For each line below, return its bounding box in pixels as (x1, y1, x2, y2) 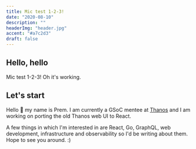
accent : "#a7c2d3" (6, 31, 51, 37)
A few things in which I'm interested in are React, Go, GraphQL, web (6, 124, 171, 131)
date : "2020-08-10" (6, 14, 54, 20)
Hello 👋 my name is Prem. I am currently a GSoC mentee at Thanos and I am (6, 106, 191, 113)
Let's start (6, 91, 45, 101)
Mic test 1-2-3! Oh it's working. (6, 73, 81, 80)
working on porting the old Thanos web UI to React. (6, 112, 131, 120)
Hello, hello (6, 58, 48, 68)
